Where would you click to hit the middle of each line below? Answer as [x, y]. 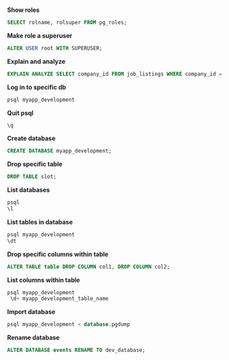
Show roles [23, 10]
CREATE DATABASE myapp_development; [59, 151]
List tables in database [40, 222]
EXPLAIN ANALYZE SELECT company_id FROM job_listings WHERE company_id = [115, 74]
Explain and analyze [36, 61]
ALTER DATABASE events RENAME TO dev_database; [76, 350]
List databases [28, 190]
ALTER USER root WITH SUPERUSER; [55, 48]
